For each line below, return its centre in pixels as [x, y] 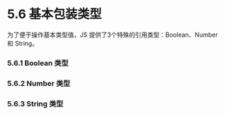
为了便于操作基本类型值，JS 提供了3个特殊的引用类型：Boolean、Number [112, 35]
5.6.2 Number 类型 [39, 83]
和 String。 [23, 43]
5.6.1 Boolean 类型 [38, 63]
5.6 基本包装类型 [55, 14]
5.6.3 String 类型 [35, 103]
